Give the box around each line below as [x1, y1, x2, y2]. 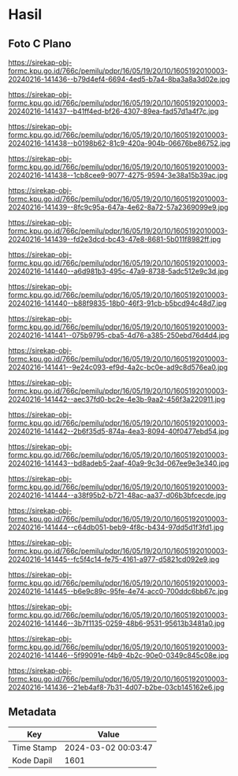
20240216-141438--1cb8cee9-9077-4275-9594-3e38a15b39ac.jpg [8, 171, 229, 180]
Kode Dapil [12, 755, 53, 766]
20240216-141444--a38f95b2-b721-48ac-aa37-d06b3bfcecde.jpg [8, 491, 227, 499]
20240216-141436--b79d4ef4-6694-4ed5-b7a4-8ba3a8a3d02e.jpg [8, 75, 230, 84]
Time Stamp [12, 742, 58, 753]
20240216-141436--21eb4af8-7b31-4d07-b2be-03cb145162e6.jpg [8, 683, 225, 692]
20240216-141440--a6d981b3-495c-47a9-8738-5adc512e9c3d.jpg [8, 266, 229, 276]
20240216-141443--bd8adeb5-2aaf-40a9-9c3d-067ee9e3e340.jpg [8, 459, 230, 468]
